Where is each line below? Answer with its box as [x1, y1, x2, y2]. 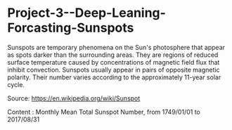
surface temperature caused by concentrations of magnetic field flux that [7, 58, 220, 66]
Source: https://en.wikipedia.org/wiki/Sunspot [7, 93, 141, 103]
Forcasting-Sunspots [7, 20, 134, 36]
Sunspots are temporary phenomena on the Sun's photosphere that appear [7, 43, 226, 51]
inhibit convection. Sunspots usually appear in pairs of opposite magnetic [7, 65, 220, 74]
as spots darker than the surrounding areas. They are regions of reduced [7, 51, 219, 59]
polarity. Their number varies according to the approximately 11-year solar [7, 72, 221, 82]
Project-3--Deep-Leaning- [7, 5, 167, 21]
